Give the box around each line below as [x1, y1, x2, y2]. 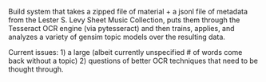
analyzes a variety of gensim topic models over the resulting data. [8, 32, 226, 41]
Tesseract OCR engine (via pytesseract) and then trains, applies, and [8, 24, 235, 33]
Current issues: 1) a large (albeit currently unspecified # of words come [8, 48, 243, 57]
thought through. [8, 64, 64, 74]
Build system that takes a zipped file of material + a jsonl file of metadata [8, 7, 248, 16]
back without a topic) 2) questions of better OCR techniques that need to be [8, 56, 258, 65]
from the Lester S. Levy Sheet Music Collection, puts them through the [8, 15, 240, 25]
